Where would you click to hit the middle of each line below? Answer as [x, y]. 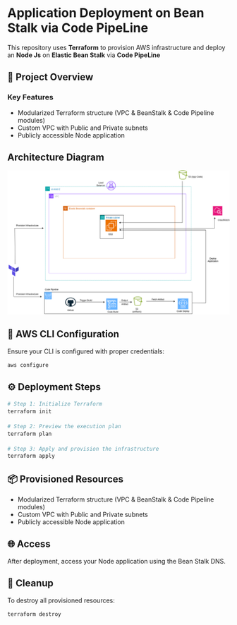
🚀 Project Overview [50, 77]
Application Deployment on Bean [106, 13]
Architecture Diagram [56, 158]
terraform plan [30, 434]
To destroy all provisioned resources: [61, 600]
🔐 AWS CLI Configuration [63, 334]
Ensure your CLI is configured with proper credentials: [86, 351]
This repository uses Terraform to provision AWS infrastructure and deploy [116, 47]
